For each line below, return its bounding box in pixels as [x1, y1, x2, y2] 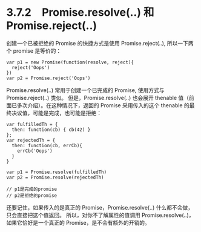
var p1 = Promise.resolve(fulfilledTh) [6, 169, 107, 175]
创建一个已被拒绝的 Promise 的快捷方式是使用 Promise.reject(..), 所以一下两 [6, 39, 194, 47]
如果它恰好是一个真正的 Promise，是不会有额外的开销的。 [6, 219, 150, 226]
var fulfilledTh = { [6, 121, 59, 127]
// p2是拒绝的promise [6, 192, 58, 199]
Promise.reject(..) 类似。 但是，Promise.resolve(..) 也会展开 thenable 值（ [6, 94, 189, 101]
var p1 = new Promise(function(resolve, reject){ [6, 59, 134, 65]
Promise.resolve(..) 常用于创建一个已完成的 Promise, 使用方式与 [6, 86, 165, 94]
